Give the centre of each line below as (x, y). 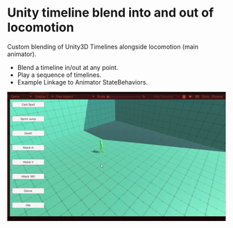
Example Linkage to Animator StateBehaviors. (82, 82)
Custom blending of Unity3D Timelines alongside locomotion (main (103, 46)
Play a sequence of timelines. (59, 75)
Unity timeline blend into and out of (111, 13)
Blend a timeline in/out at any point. (68, 67)
